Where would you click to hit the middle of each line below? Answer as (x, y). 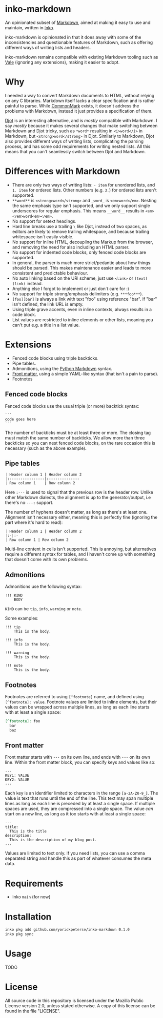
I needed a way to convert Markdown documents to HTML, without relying (80, 95)
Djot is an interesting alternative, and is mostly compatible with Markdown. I (81, 120)
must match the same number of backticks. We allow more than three (75, 437)
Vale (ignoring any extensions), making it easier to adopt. (62, 62)
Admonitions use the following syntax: (43, 586)
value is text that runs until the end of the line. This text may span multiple (79, 798)
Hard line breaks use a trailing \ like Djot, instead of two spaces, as (80, 226)
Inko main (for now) (31, 897)
